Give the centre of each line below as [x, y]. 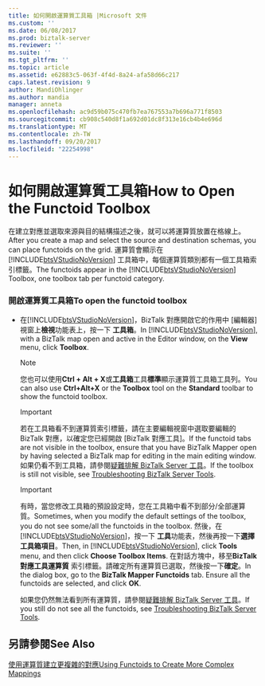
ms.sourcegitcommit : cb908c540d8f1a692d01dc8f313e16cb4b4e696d [115, 120]
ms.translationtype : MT [48, 127]
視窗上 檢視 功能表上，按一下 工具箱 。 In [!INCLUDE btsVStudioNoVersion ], [139, 329]
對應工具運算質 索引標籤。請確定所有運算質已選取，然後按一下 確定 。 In [135, 566]
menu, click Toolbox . [54, 347]
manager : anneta [35, 104]
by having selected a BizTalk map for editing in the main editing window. [138, 456]
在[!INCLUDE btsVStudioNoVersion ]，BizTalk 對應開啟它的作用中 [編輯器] [138, 319]
